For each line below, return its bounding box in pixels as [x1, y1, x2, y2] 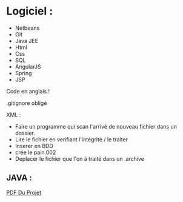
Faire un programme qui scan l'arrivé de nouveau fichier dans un [15, 123, 177, 130]
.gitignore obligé [6, 99, 47, 107]
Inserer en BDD [15, 142, 53, 149]
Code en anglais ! [6, 87, 50, 95]
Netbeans [15, 24, 40, 32]
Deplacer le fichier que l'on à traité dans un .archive [15, 155, 144, 162]
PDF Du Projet [6, 189, 42, 196]
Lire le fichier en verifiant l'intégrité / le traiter [15, 135, 128, 143]
